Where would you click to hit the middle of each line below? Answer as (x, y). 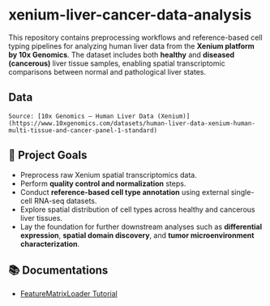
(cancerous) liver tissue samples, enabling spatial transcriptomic (117, 63)
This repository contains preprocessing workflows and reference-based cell (135, 37)
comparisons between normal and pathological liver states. (107, 71)
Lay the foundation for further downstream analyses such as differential (141, 226)
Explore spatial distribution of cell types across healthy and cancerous (137, 209)
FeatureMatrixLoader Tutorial (69, 294)
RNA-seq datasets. (65, 200)
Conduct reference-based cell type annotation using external (124, 192)
